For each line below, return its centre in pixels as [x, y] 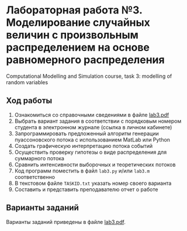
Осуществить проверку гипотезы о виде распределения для [91, 152]
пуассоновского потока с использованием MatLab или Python [92, 139]
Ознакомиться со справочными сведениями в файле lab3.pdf [92, 115]
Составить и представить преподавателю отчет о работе [86, 189]
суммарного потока [39, 158]
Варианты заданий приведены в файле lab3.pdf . [66, 222]
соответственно [35, 177]
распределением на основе [78, 48]
